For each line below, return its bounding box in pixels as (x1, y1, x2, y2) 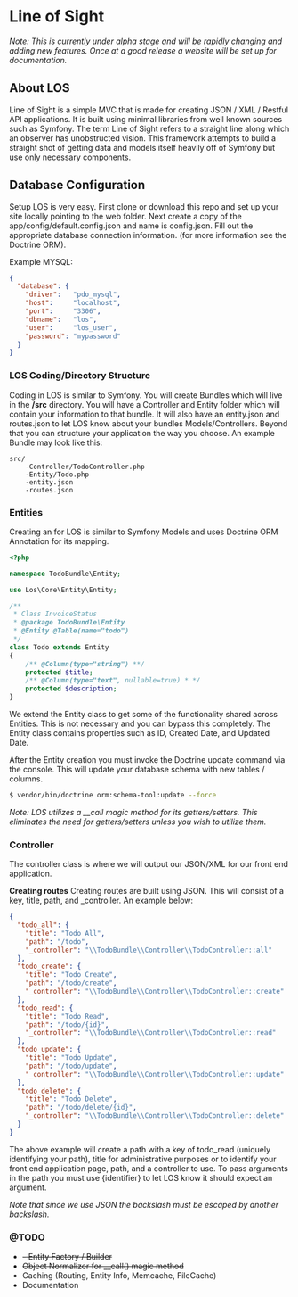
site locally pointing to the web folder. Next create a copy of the (9, 211, 242, 221)
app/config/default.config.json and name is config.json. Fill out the (9, 220, 254, 231)
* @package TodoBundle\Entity (12, 618, 125, 627)
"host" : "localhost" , (25, 299, 122, 308)
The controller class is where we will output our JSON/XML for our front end (9, 859, 289, 870)
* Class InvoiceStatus (12, 609, 98, 619)
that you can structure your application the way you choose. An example (9, 427, 276, 438)
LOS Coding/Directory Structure (9, 369, 151, 382)
